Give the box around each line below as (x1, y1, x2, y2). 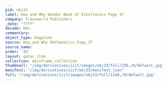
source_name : (5, 44, 32, 49)
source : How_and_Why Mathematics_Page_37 (5, 40, 93, 45)
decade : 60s (5, 26, 30, 31)
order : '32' (5, 49, 30, 54)
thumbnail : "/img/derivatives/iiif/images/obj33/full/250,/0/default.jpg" (5, 63, 164, 68)
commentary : (5, 30, 30, 35)
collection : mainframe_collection (5, 58, 77, 63)
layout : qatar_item (5, 53, 46, 59)
